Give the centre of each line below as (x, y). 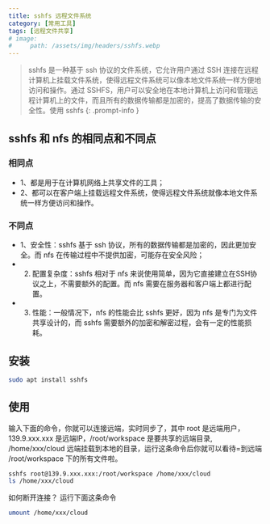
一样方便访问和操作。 (62, 202)
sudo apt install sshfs (48, 380)
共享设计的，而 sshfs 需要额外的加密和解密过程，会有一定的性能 (138, 323)
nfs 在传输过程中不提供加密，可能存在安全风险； (124, 255)
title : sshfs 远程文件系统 (50, 16)
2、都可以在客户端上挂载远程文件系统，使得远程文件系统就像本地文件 (135, 192)
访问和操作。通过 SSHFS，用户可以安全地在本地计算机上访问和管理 (139, 91)
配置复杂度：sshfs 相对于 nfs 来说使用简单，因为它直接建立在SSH (141, 274)
